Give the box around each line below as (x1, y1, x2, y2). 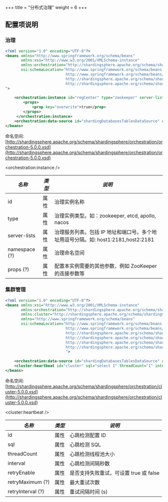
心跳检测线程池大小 (69, 450, 115, 457)
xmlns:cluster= (20, 312, 52, 317)
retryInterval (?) (7, 488, 44, 495)
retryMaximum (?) (7, 478, 50, 485)
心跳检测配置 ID (69, 432, 106, 439)
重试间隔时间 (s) (69, 488, 108, 495)
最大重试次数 (69, 479, 100, 486)
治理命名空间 (54, 249, 85, 256)
